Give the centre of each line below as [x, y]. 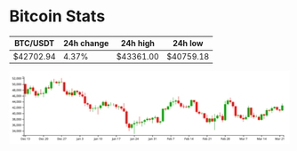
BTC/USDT [35, 44]
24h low [188, 44]
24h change [86, 44]
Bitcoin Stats [57, 16]
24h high [138, 44]
